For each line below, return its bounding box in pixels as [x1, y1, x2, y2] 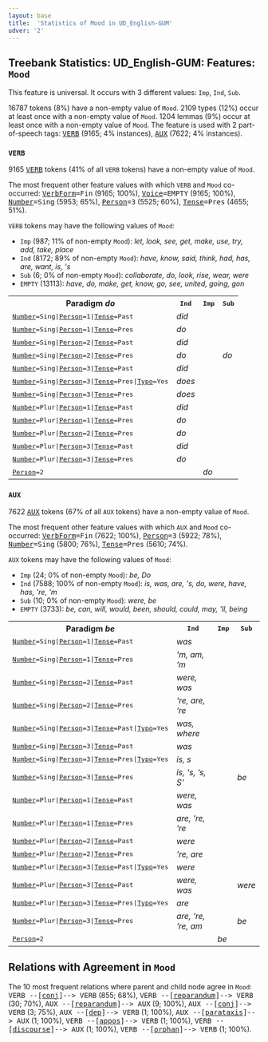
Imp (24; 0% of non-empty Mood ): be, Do [19, 570, 152, 580]
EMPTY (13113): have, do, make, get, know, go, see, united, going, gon [19, 279, 245, 288]
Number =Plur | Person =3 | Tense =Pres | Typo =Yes [12, 899, 169, 907]
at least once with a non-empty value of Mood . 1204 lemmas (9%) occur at [8, 112, 250, 121]
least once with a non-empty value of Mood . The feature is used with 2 [8, 121, 237, 130]
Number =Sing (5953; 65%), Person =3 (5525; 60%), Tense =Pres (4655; [8, 197, 250, 207]
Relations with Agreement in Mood [8, 961, 175, 974]
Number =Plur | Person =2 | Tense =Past [12, 837, 134, 846]
